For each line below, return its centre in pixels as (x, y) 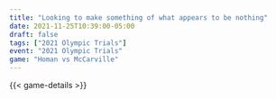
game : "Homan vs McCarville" (64, 59)
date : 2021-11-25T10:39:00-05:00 (72, 26)
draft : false (34, 34)
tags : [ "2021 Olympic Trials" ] (68, 43)
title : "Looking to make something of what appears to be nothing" (139, 18)
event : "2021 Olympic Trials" (66, 51)
